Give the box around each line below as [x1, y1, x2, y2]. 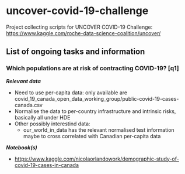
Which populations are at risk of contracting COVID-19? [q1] [6, 64, 179, 73]
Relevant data [6, 77, 41, 84]
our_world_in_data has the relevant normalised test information [23, 126, 174, 133]
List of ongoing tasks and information [6, 47, 145, 57]
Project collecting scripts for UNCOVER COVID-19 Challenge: [6, 23, 153, 30]
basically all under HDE [14, 114, 71, 121]
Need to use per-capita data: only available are [14, 89, 127, 96]
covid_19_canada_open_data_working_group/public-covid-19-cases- [14, 95, 179, 102]
